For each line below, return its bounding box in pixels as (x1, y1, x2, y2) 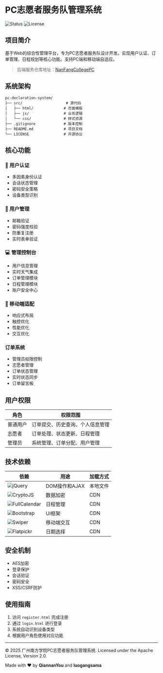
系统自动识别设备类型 (12, 626, 55, 632)
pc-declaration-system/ (5, 96, 53, 100)
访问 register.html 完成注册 (12, 614, 69, 620)
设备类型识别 (12, 192, 38, 198)
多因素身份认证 (12, 174, 42, 180)
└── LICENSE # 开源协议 (5, 132, 83, 136)
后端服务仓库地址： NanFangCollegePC (16, 66, 95, 72)
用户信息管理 (12, 263, 38, 269)
